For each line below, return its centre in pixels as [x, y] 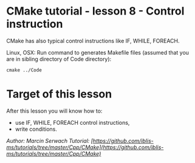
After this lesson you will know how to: [54, 111]
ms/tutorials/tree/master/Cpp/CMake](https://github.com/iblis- [85, 147]
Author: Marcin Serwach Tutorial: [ [50, 141]
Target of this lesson [59, 94]
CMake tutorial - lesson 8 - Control [95, 11]
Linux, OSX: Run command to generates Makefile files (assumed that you [98, 52]
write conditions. [36, 129]
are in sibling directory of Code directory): [59, 59]
